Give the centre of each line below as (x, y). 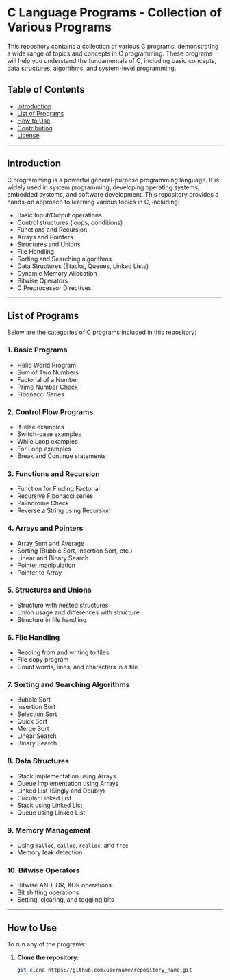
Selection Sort (37, 714)
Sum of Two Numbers (48, 372)
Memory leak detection (50, 852)
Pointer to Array (39, 572)
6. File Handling (34, 637)
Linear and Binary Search (53, 558)
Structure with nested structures (63, 605)
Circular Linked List (44, 798)
